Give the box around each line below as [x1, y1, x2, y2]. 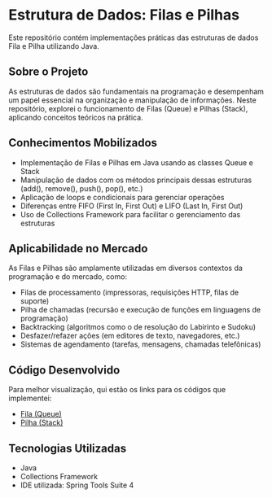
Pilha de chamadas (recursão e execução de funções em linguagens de [20, 305, 261, 315]
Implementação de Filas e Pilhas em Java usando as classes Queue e [20, 157, 254, 168]
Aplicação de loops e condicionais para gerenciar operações [20, 192, 225, 202]
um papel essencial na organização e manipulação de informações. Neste [8, 95, 257, 105]
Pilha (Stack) [20, 417, 64, 428]
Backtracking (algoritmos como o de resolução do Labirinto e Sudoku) [20, 322, 257, 332]
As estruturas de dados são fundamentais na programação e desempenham [8, 86, 265, 96]
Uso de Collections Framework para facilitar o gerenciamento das [20, 209, 241, 219]
